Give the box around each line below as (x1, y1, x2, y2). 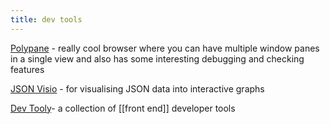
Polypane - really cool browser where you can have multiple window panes (10, 42, 320, 54)
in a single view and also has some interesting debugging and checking (10, 52, 305, 65)
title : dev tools (10, 14, 83, 25)
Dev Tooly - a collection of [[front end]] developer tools (10, 102, 236, 114)
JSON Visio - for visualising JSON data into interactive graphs (10, 82, 265, 95)
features (10, 63, 45, 75)
